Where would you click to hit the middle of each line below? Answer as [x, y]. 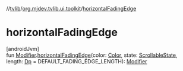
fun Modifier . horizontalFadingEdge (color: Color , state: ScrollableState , [92, 55]
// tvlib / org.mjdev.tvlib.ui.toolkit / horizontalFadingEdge [71, 9]
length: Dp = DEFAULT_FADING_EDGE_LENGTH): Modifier [77, 61]
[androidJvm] [23, 49]
